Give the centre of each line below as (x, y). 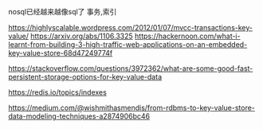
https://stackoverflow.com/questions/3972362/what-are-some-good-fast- (131, 68)
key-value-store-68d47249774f (61, 53)
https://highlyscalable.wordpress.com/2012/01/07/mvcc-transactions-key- (131, 27)
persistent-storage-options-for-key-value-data (85, 77)
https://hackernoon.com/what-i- (187, 36)
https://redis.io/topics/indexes (58, 92)
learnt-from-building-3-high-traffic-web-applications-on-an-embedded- (128, 45)
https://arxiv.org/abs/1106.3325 (82, 36)
